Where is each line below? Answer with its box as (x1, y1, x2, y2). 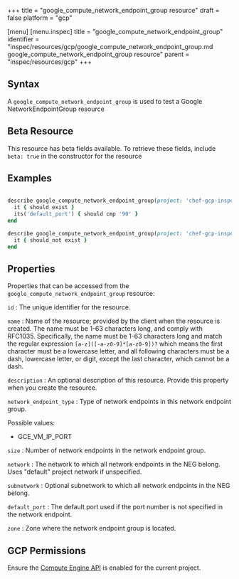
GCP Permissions (7, 544, 87, 557)
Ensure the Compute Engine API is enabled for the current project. (7, 563, 201, 572)
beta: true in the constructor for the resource (7, 152, 142, 160)
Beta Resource (7, 125, 74, 137)
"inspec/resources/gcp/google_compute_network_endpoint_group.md (7, 43, 213, 51)
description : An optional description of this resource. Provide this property (7, 376, 229, 385)
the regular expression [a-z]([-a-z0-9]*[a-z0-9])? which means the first (7, 339, 223, 348)
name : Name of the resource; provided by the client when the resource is (7, 317, 221, 326)
